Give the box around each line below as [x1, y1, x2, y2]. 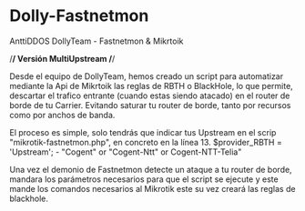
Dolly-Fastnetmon [9, 5, 149, 26]
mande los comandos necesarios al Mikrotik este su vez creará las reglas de [9, 183, 296, 194]
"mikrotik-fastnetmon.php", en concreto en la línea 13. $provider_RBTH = [9, 136, 282, 147]
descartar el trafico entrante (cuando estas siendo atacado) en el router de [9, 90, 290, 101]
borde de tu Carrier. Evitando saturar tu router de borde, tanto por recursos [9, 99, 291, 110]
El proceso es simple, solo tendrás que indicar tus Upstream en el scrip [9, 126, 277, 137]
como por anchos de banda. [9, 109, 116, 120]
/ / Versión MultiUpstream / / [9, 53, 116, 64]
